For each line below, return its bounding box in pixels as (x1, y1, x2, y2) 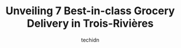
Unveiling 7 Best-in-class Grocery (5, 4, 175, 18)
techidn (81, 36, 100, 43)
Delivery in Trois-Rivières (27, 17, 154, 30)
